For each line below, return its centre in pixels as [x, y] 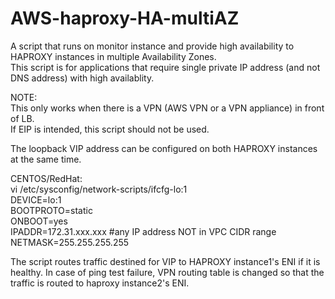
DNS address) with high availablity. [82, 78]
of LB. [22, 118]
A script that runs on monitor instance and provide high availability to [152, 46]
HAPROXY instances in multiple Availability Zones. [113, 56]
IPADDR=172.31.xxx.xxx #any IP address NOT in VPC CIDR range [143, 231]
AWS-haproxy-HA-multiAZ [125, 18]
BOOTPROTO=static [51, 210]
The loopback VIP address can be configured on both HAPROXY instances [164, 148]
